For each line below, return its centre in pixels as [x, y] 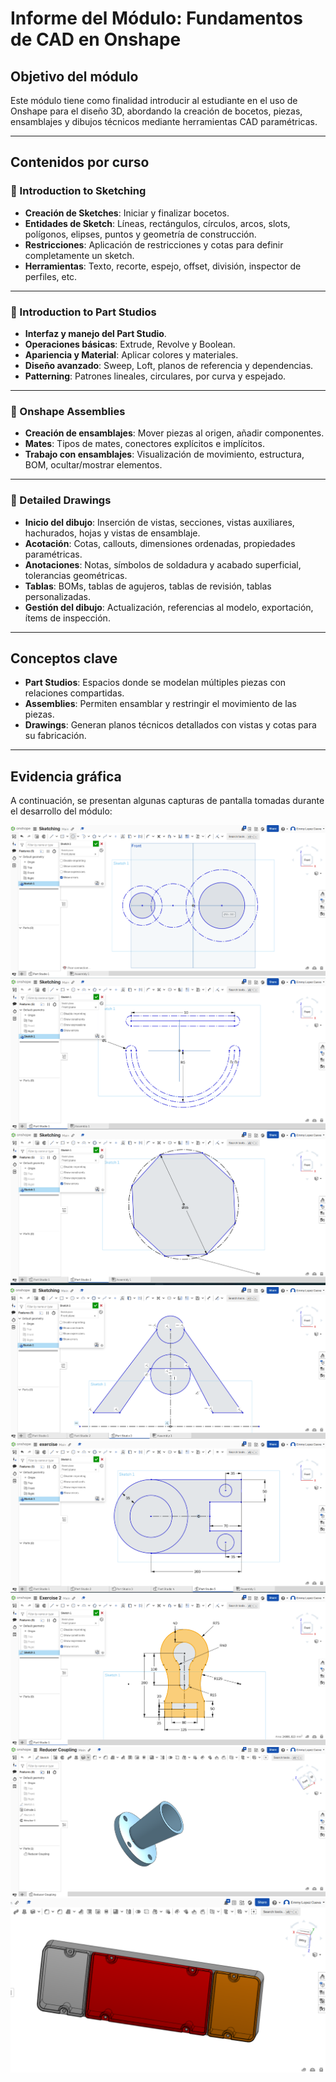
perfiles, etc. [51, 276]
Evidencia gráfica [66, 776]
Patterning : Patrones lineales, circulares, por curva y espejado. [155, 376]
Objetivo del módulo [74, 76]
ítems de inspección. [67, 618]
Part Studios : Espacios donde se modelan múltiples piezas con [155, 683]
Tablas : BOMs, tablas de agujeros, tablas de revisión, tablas [148, 586]
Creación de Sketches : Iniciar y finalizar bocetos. [127, 213]
